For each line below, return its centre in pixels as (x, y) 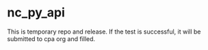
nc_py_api (36, 13)
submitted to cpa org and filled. (51, 38)
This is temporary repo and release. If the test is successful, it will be (104, 32)
